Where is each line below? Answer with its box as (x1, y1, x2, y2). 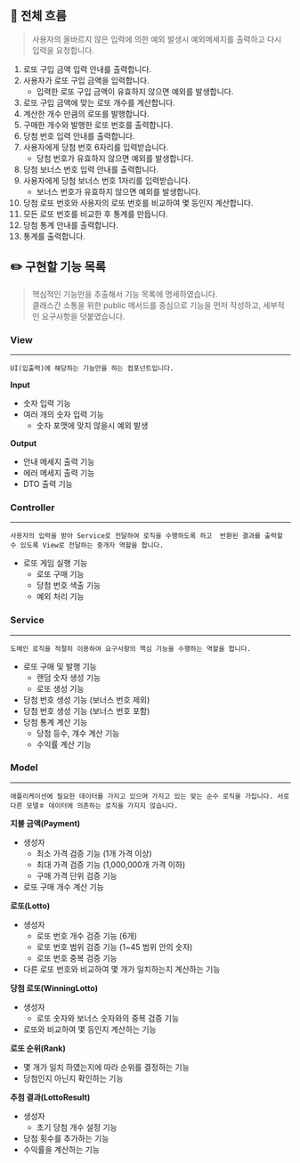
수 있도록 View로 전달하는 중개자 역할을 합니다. (10, 541, 164, 550)
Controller (10, 501, 55, 514)
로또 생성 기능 (36, 683, 85, 694)
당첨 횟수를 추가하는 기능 (22, 1133, 109, 1143)
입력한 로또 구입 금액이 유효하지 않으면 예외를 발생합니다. (36, 85, 234, 96)
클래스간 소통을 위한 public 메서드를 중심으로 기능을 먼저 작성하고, (31, 299, 262, 310)
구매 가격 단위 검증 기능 (36, 870, 118, 881)
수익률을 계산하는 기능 (22, 1143, 101, 1155)
